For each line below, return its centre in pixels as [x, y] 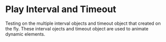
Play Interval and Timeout [61, 9]
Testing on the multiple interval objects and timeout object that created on [83, 23]
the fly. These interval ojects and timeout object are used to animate [77, 28]
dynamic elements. [25, 34]
